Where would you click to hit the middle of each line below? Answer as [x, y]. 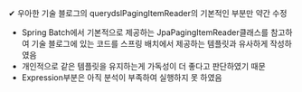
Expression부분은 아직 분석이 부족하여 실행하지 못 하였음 [122, 78]
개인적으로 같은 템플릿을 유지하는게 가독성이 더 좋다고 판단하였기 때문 [143, 66]
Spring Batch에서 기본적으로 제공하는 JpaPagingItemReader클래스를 [145, 32]
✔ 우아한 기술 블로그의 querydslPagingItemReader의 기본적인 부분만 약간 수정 [148, 13]
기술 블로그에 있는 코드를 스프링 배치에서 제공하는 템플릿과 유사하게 [150, 44]
